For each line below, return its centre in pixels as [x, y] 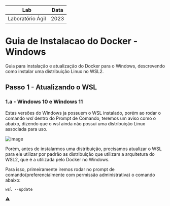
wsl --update [19, 189]
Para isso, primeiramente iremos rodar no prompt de [60, 169]
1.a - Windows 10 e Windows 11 [44, 102]
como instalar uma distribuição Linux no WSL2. [55, 71]
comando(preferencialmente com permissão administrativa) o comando [80, 175]
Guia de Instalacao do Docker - [72, 41]
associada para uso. [26, 129]
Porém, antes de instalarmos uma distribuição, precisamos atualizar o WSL [83, 149]
